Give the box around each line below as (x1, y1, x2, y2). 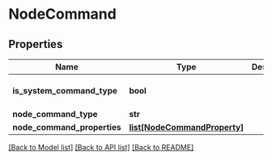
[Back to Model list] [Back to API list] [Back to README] (8, 143, 194, 152)
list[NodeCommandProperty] (129, 122, 244, 132)
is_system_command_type (12, 85, 118, 96)
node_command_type (12, 109, 99, 119)
